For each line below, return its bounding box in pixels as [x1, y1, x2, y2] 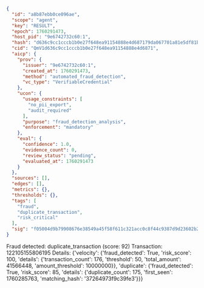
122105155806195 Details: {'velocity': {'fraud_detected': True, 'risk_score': [6, 249, 192, 256]
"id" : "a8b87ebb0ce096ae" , [12, 11, 80, 18]
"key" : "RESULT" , [12, 22, 56, 29]
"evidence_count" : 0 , [22, 146, 78, 153]
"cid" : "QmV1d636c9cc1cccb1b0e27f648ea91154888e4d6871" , [12, 46, 159, 52]
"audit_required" [28, 107, 72, 114]
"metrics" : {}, [12, 187, 50, 193]
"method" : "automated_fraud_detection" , [22, 74, 126, 80]
